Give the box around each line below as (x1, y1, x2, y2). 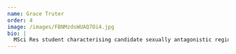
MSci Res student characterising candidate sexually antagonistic (13, 36, 212, 43)
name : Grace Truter (7, 10, 65, 18)
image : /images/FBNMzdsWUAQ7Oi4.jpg (7, 23, 114, 30)
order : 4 (7, 17, 33, 24)
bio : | (7, 29, 27, 37)
